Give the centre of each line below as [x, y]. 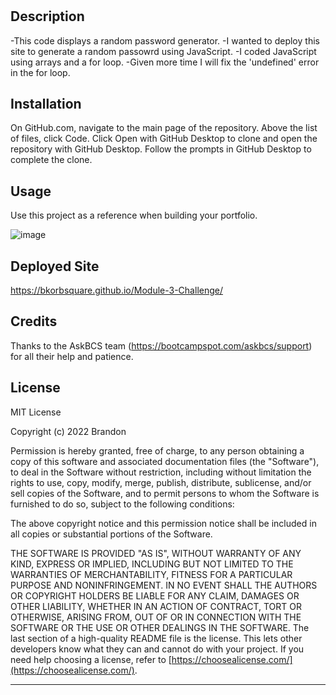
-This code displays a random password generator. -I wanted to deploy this [165, 40]
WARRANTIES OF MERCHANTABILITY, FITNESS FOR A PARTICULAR [151, 574]
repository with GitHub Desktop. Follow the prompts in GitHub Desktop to [161, 149]
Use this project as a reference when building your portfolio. [134, 215]
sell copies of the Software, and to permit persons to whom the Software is [165, 493]
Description [47, 16]
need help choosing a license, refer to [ [91, 659]
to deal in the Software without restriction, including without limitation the [161, 472]
